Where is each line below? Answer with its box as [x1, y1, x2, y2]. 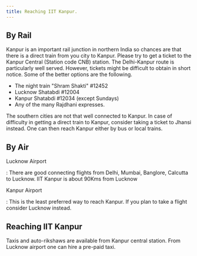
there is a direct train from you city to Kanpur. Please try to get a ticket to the [6, 52, 192, 59]
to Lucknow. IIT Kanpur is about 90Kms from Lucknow [6, 175, 138, 182]
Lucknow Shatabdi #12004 [14, 89, 80, 96]
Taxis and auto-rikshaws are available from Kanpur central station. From [6, 237, 181, 244]
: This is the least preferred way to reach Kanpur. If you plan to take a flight [6, 198, 187, 205]
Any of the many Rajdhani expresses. [14, 101, 105, 108]
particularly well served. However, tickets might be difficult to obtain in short [6, 65, 191, 72]
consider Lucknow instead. [6, 204, 72, 212]
